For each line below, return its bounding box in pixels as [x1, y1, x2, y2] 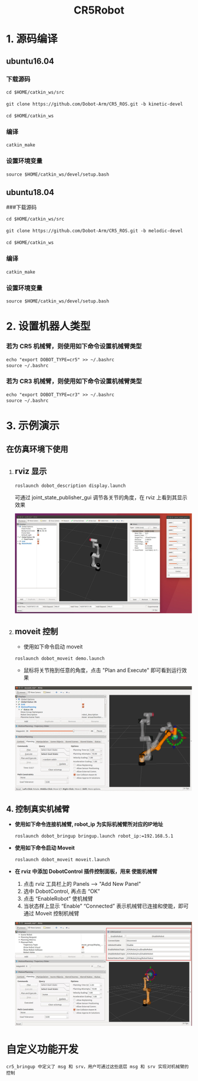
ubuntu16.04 [6, 56, 55, 66]
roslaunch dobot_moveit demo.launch [14, 655, 105, 662]
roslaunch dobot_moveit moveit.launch [14, 857, 110, 863]
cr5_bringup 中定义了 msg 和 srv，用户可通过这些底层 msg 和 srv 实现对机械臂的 [6, 1063, 189, 1070]
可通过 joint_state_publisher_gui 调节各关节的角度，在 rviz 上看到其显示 [14, 494, 187, 501]
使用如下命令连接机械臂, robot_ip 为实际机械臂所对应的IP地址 [14, 820, 163, 828]
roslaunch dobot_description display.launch [14, 483, 126, 489]
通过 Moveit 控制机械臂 [23, 910, 80, 917]
